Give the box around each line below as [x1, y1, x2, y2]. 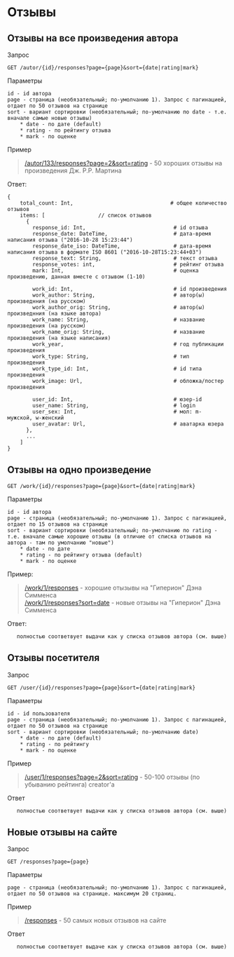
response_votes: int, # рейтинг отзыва [32, 261, 224, 268]
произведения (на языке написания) [7, 334, 111, 341]
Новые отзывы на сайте [7, 827, 118, 839]
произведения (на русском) [7, 323, 86, 330]
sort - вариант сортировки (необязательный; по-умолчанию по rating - [7, 527, 218, 534]
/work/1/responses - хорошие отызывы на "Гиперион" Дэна [24, 583, 202, 592]
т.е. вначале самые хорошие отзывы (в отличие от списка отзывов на [7, 533, 212, 540]
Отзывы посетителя [7, 652, 100, 664]
